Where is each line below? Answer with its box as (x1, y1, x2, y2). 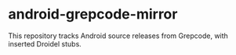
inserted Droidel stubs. (8, 39, 82, 48)
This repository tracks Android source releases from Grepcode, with (8, 31, 229, 40)
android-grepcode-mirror (8, 5, 178, 23)
